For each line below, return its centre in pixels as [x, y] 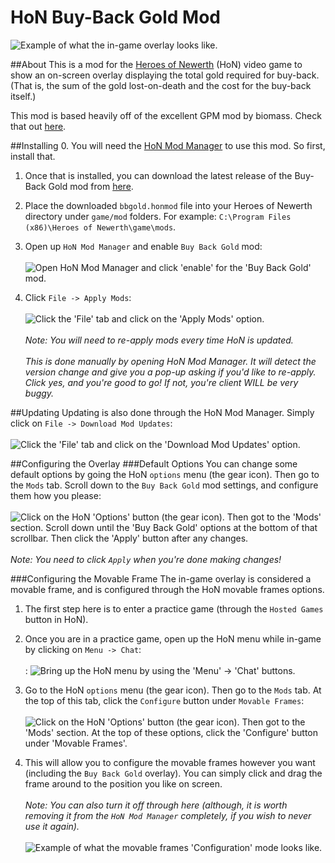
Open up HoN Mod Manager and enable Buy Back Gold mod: [143, 246]
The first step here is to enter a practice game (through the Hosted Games [174, 608]
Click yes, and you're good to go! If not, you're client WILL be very [161, 382]
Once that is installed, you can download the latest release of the [158, 175]
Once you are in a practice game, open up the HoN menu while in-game [173, 638]
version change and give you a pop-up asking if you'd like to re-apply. [170, 372]
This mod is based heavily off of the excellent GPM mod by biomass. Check [166, 115]
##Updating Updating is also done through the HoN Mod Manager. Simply [162, 412]
